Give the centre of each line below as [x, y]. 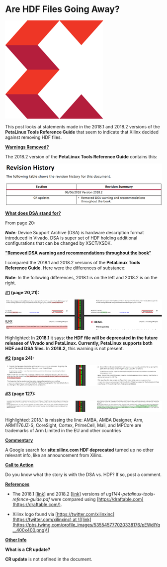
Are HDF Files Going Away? [63, 9]
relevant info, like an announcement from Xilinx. [54, 455]
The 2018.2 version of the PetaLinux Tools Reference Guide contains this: [81, 156]
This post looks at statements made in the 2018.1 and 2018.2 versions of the [83, 126]
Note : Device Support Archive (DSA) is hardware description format [75, 233]
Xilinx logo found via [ [35, 514]
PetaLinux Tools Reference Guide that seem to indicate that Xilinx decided [82, 132]
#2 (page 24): [20, 358]
